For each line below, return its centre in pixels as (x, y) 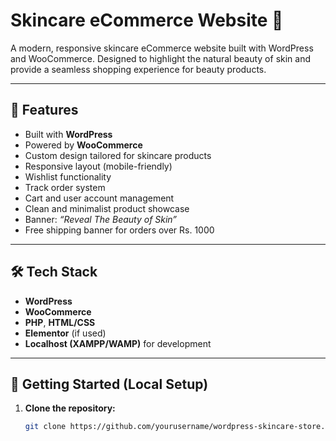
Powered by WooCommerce (83, 145)
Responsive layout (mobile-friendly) (98, 166)
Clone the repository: (70, 408)
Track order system (65, 187)
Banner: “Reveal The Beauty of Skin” (101, 219)
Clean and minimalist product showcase (107, 208)
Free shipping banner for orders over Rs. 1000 (119, 230)
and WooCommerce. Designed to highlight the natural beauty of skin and (161, 58)
